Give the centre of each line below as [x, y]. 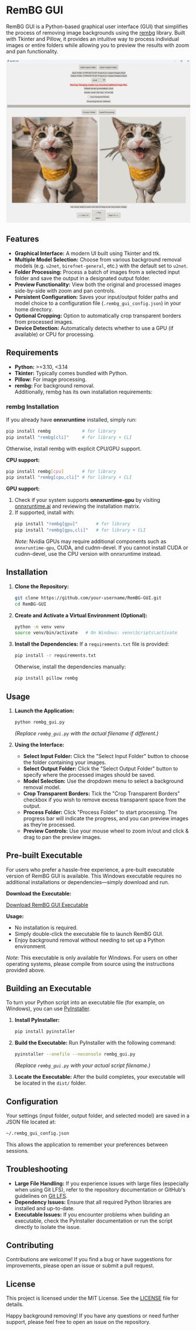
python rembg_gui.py [39, 722]
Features [23, 239]
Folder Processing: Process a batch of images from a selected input [97, 272]
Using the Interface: [39, 745]
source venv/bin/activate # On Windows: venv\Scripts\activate [96, 633]
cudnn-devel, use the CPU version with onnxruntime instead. [88, 554]
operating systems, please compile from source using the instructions [90, 964]
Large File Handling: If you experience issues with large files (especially [102, 1183]
